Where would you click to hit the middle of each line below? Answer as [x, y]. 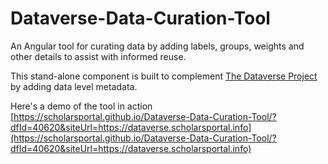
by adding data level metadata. [74, 86]
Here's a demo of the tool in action [81, 106]
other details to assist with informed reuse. [98, 56]
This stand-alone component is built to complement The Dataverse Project [164, 76]
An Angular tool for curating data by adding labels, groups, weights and [157, 46]
